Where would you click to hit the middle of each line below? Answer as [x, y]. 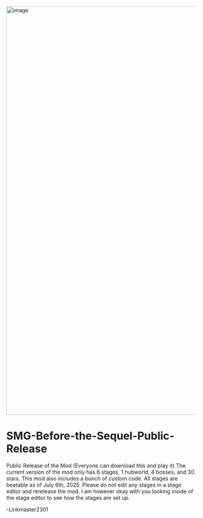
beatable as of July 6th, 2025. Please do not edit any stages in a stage [94, 485]
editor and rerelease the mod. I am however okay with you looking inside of [100, 491]
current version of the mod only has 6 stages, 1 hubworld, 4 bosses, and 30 [100, 472]
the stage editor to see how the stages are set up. [68, 497]
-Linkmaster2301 [27, 509]
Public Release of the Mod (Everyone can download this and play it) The [96, 465]
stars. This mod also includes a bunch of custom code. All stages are [92, 478]
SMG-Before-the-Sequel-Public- [90, 436]
